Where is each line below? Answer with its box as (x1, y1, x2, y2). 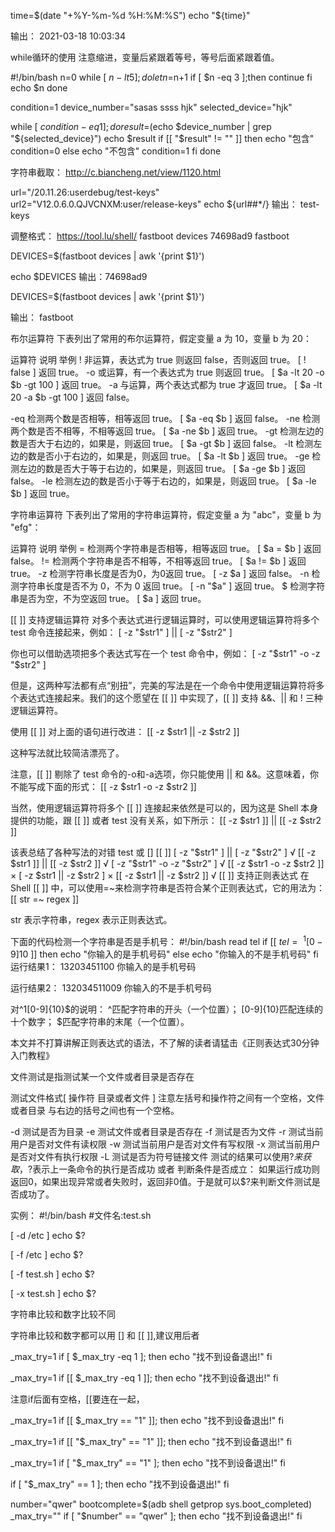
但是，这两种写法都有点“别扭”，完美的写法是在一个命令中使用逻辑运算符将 (10, 680, 317, 691)
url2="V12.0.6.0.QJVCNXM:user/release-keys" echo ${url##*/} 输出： (10, 198, 298, 210)
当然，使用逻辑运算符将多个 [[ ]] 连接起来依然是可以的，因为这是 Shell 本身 (10, 802, 319, 814)
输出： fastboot (10, 311, 74, 323)
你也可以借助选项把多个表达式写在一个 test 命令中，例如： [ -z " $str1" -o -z (10, 648, 321, 659)
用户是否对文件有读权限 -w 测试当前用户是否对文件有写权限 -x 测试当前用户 (10, 1138, 321, 1150)
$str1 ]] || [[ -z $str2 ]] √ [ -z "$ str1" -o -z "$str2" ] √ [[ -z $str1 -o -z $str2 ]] (10, 858, 325, 869)
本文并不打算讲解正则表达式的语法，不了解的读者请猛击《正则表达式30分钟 (10, 1036, 320, 1049)
